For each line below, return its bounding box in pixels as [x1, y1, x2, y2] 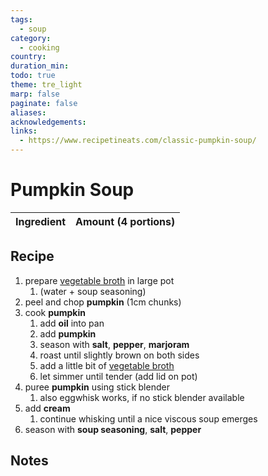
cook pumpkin [24, 306, 86, 318]
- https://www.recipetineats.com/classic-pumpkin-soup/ [19, 136, 257, 146]
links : [10, 126, 38, 136]
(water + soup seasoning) [39, 285, 147, 297]
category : [10, 33, 52, 43]
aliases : [10, 107, 47, 118]
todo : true [10, 71, 56, 81]
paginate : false [10, 98, 78, 108]
